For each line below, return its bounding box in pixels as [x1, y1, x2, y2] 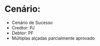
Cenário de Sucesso [11, 20, 53, 25]
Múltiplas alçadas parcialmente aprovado [11, 35, 95, 41]
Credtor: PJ [11, 24, 35, 30]
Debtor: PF [11, 30, 34, 36]
